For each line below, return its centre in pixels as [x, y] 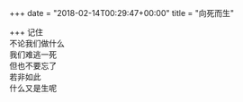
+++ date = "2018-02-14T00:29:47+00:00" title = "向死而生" [121, 13]
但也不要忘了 [33, 66]
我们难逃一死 [33, 55]
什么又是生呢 [33, 88]
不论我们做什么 [37, 43]
